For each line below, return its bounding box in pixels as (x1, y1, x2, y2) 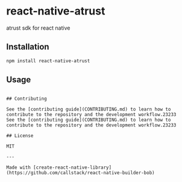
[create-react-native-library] (33, 164, 112, 171)
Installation (6, 42, 49, 52)
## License (6, 133, 34, 139)
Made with (6, 164, 31, 171)
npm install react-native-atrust (6, 57, 90, 64)
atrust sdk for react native (6, 24, 71, 31)
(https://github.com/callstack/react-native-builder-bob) (6, 170, 155, 176)
